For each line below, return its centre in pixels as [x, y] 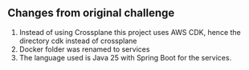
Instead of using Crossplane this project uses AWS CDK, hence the [130, 32]
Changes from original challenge [91, 13]
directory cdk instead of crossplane [78, 41]
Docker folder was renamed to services [84, 49]
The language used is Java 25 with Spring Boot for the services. [125, 57]
